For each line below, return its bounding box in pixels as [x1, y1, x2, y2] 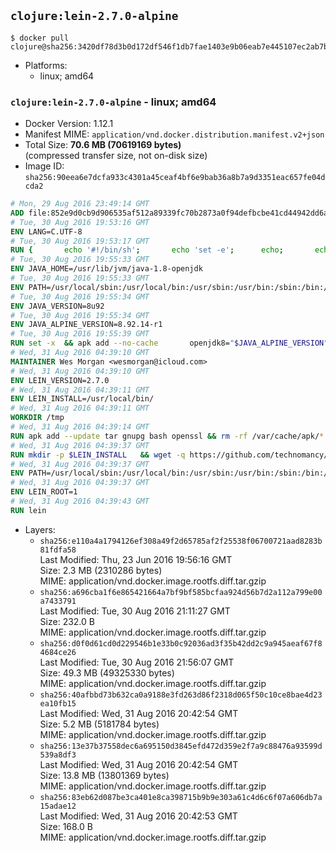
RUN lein [10, 505, 47, 515]
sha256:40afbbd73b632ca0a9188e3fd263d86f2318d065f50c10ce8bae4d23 [39, 690, 323, 700]
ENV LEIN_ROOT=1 [10, 487, 78, 497]
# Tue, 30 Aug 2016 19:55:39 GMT [10, 329, 150, 339]
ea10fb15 [39, 698, 77, 709]
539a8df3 [39, 750, 77, 760]
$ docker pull [10, 33, 70, 43]
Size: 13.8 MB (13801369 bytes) [39, 769, 170, 781]
